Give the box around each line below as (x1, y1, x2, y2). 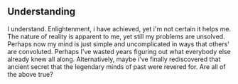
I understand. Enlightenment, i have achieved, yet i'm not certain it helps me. (7, 24, 232, 33)
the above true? (7, 70, 53, 78)
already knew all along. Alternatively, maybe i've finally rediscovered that (7, 55, 221, 63)
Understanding (7, 6, 76, 18)
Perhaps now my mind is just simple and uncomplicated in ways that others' (7, 39, 229, 48)
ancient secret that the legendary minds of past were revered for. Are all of (7, 62, 226, 70)
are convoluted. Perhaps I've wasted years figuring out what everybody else (7, 47, 231, 56)
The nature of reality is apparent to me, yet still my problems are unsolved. (7, 32, 225, 41)
